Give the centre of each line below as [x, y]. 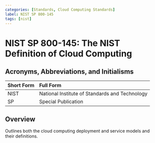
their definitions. [22, 136]
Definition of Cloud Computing [69, 53]
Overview [20, 119]
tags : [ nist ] [18, 19]
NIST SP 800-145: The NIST [63, 43]
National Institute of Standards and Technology [93, 94]
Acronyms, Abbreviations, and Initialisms [69, 71]
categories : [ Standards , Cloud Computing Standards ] [60, 10]
